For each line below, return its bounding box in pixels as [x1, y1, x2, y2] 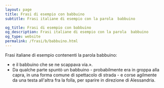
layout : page [5, 7, 32, 12]
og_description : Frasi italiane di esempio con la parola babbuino [5, 30, 149, 35]
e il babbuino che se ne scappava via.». [12, 62, 93, 67]
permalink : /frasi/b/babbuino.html [5, 39, 78, 44]
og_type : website [5, 34, 41, 39]
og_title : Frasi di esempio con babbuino [5, 25, 92, 30]
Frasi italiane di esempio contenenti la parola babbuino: [5, 52, 117, 58]
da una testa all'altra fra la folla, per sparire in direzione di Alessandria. [12, 77, 156, 83]
